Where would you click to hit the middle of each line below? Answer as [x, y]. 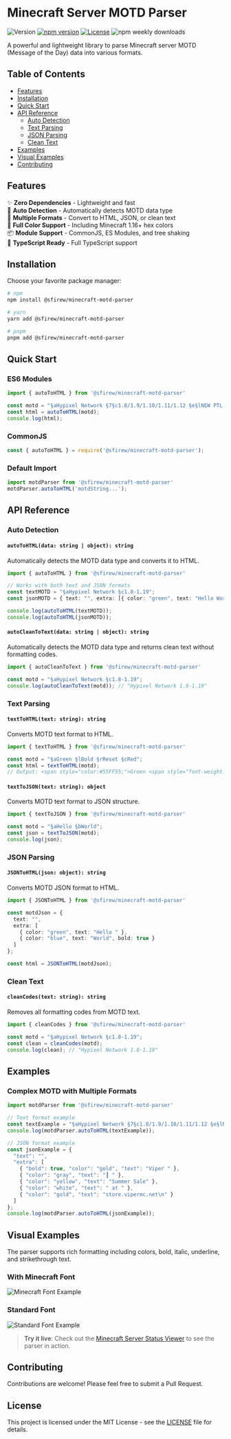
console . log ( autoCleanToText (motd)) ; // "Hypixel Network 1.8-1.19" [107, 686]
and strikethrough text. [40, 1259]
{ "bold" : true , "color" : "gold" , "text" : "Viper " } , [100, 1169]
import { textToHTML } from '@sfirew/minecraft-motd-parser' [97, 747]
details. [18, 1429]
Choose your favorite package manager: [64, 281]
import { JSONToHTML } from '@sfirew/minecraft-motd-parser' [97, 901]
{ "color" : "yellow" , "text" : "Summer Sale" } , [89, 1182]
